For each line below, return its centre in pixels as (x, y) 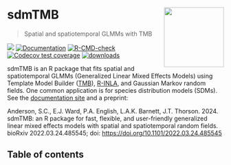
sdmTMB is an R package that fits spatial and (71, 68)
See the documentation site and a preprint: (68, 98)
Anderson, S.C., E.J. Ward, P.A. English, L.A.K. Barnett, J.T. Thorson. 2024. (113, 111)
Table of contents (45, 155)
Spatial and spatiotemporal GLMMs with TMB (88, 34)
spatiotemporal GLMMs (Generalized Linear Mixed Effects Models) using (110, 76)
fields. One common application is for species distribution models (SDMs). (112, 90)
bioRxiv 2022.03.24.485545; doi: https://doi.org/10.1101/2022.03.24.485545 (114, 133)
